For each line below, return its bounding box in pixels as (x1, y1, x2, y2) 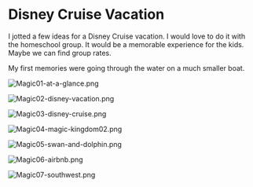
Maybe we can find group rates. (8, 48, 112, 57)
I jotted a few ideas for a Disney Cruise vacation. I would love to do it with (8, 31, 246, 41)
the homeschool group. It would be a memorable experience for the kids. (8, 39, 244, 49)
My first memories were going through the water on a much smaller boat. (8, 63, 245, 72)
